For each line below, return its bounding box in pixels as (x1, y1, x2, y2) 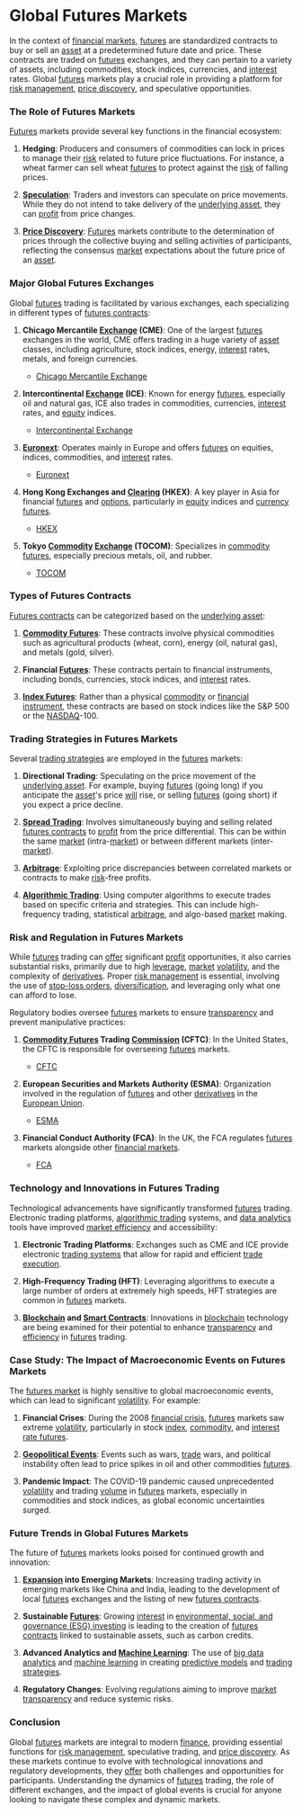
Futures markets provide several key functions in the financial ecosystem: (9, 126, 282, 137)
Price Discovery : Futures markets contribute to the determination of (22, 226, 275, 237)
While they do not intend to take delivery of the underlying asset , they (22, 199, 281, 210)
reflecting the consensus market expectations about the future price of (22, 245, 286, 256)
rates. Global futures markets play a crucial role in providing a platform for (9, 73, 283, 84)
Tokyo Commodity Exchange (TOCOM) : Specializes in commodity (22, 541, 271, 551)
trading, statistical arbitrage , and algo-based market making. (62, 909, 288, 920)
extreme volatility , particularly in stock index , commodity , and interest (22, 1422, 280, 1433)
